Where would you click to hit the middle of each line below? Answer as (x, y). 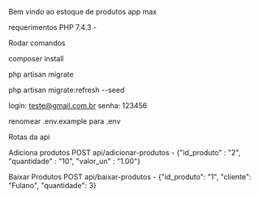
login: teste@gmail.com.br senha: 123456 (78, 105)
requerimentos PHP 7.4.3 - (53, 27)
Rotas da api (29, 137)
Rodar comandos (37, 43)
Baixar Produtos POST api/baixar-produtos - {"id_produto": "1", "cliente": (130, 177)
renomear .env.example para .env (65, 121)
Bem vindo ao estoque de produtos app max (82, 12)
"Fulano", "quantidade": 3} (52, 185)
